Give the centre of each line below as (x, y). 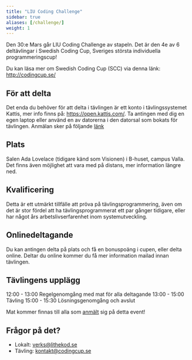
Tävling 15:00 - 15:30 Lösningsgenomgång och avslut (71, 301)
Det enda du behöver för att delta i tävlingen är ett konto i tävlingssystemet (97, 108)
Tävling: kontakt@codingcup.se (53, 351)
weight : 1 (18, 28)
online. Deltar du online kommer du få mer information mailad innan (87, 255)
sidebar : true (23, 17)
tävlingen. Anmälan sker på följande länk (55, 126)
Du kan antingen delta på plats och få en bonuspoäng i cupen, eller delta (94, 249)
